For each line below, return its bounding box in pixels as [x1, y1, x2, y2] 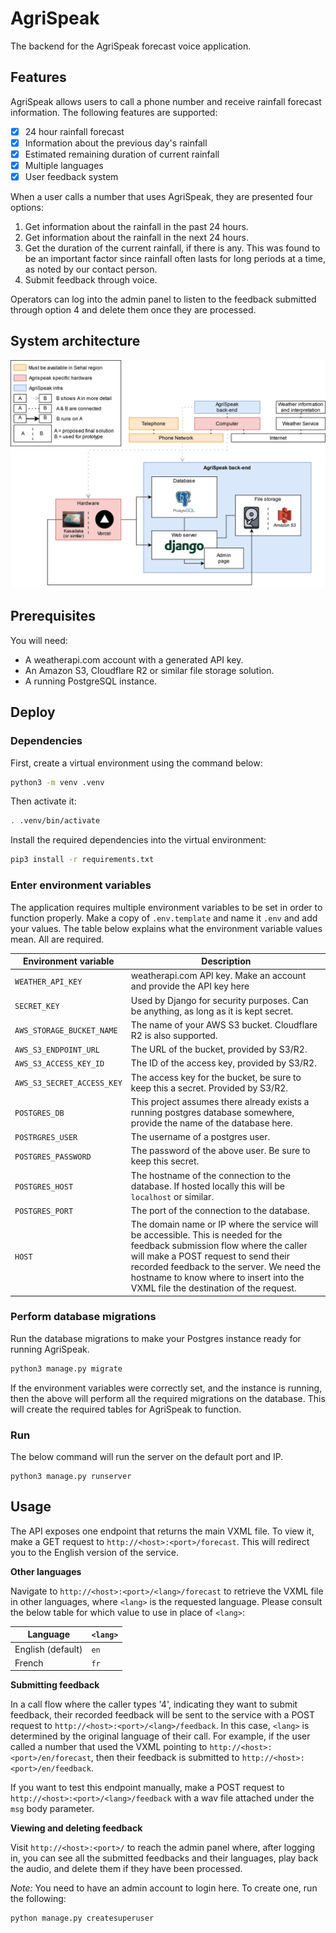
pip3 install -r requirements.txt [10, 855, 155, 865]
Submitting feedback [10, 1679, 100, 1691]
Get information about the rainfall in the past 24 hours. [24, 221, 249, 233]
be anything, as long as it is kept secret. [130, 1005, 294, 1017]
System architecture [10, 333, 141, 350]
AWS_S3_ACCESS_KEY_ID [14, 1059, 105, 1069]
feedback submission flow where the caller [130, 1240, 308, 1251]
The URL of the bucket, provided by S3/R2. [130, 1043, 308, 1055]
